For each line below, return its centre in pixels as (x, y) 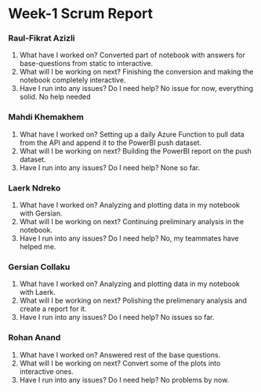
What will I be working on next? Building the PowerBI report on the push (136, 151)
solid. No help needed (55, 97)
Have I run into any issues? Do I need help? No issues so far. (117, 318)
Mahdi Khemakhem (46, 117)
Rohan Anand (34, 338)
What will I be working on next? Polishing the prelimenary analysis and (133, 301)
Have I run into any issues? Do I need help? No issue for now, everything (136, 89)
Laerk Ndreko (34, 187)
